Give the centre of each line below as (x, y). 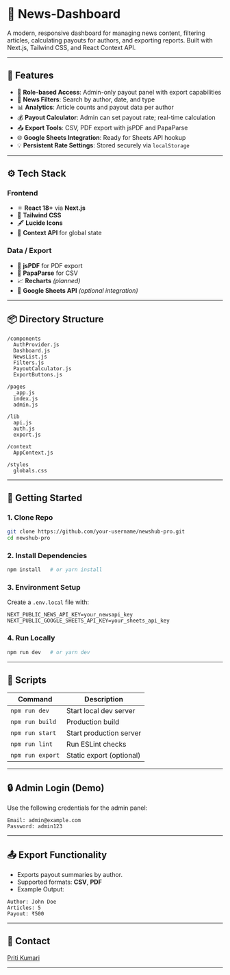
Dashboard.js (32, 350)
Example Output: (41, 889)
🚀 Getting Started (45, 497)
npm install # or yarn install (55, 570)
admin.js (26, 405)
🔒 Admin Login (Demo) (56, 788)
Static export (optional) (103, 756)
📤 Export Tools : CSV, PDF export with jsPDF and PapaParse (102, 128)
